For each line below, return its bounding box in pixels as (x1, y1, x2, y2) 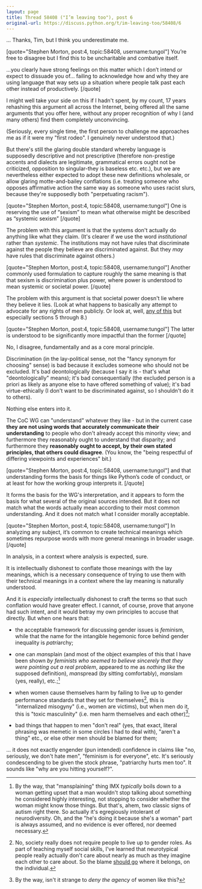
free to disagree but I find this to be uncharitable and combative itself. (6, 55, 179, 62)
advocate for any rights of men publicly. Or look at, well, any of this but (6, 307, 182, 315)
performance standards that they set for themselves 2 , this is (14, 695, 164, 704)
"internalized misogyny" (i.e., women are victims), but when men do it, (14, 703, 189, 710)
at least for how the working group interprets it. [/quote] (6, 479, 144, 487)
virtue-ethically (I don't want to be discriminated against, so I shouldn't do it (6, 387, 194, 395)
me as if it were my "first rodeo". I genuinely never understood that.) (6, 134, 175, 141)
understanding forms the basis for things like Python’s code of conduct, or (6, 473, 191, 481)
